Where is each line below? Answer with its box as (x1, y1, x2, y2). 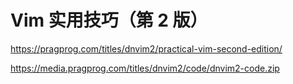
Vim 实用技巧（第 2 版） (10, 9, 208, 32)
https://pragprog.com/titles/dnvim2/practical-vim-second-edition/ (10, 42, 283, 55)
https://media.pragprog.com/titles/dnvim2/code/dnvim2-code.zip (10, 62, 280, 74)
